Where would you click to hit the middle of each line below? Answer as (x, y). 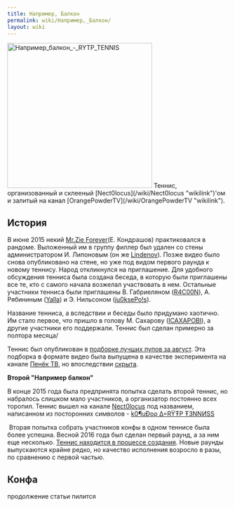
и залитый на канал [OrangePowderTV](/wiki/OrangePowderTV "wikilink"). (116, 200)
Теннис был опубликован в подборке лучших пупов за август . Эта (106, 349)
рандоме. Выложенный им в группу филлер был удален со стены (105, 248)
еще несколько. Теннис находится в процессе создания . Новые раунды (115, 442)
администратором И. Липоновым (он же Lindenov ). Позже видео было (114, 255)
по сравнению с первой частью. (56, 457)
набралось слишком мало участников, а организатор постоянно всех (112, 399)
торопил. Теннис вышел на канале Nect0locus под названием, (101, 406)
